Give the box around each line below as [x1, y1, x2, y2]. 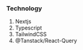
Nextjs [15, 18, 32, 25]
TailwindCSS [15, 31, 47, 38]
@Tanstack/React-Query [15, 37, 78, 45]
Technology [6, 4, 42, 13]
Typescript [15, 24, 42, 31]
